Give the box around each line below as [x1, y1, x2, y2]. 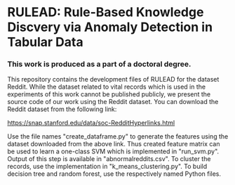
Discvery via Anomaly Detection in [7, 19, 213, 35]
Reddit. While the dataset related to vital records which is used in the [7, 82, 206, 91]
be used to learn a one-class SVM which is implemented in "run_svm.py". [7, 147, 220, 155]
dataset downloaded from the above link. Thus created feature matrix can [7, 140, 220, 148]
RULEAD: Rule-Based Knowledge [7, 4, 204, 20]
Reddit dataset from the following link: [7, 105, 117, 113]
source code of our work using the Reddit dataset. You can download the [7, 98, 219, 106]
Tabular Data [7, 34, 83, 50]
